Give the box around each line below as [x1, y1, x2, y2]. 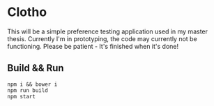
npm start [7, 93, 36, 100]
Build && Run [7, 62, 64, 74]
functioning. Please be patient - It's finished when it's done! [7, 42, 179, 50]
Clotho [7, 4, 47, 20]
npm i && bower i [7, 81, 58, 88]
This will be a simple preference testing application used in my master [7, 27, 208, 36]
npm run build [7, 86, 49, 94]
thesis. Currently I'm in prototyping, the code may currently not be [7, 34, 197, 43]
